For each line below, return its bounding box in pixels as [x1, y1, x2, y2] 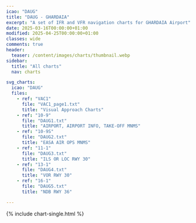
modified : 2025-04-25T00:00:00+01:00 [6, 31, 99, 36]
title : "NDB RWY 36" [21, 189, 72, 195]
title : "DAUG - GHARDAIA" [6, 14, 69, 20]
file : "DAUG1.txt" [21, 118, 67, 124]
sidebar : [6, 58, 28, 64]
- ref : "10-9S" [16, 129, 54, 135]
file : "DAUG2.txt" [21, 134, 67, 140]
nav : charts [11, 69, 41, 75]
